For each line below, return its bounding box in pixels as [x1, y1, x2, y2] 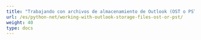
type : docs [6, 25, 33, 31]
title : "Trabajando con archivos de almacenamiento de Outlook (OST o [6, 8, 186, 15]
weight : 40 [6, 19, 33, 25]
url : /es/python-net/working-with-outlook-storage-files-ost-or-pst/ [6, 14, 184, 20]
